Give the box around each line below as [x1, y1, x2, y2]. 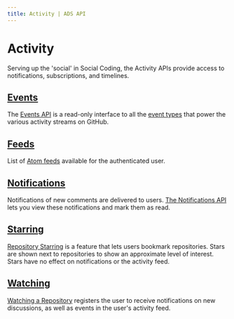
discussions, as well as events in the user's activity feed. [7, 304, 171, 312]
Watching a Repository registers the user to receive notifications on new [7, 296, 216, 304]
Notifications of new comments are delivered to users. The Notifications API [7, 196, 227, 204]
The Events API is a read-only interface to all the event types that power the [7, 110, 226, 119]
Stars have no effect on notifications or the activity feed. [7, 257, 170, 266]
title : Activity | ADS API [7, 10, 86, 18]
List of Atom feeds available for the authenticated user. [7, 157, 166, 165]
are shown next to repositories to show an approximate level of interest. [7, 249, 214, 258]
